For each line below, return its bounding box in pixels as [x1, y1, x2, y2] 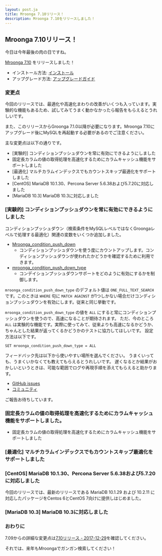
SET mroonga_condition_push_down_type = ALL [5, 343, 96, 348]
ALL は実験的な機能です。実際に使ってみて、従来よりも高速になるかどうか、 [5, 321, 156, 327]
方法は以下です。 [5, 333, 39, 339]
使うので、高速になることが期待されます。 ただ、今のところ [34, 315, 154, 321]
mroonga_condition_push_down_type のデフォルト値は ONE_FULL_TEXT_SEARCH [5, 287, 154, 293]
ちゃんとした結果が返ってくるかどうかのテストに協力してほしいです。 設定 [5, 328, 154, 333]
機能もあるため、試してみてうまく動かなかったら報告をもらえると [17, 107, 149, 113]
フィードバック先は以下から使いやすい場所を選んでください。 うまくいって [5, 352, 154, 358]
